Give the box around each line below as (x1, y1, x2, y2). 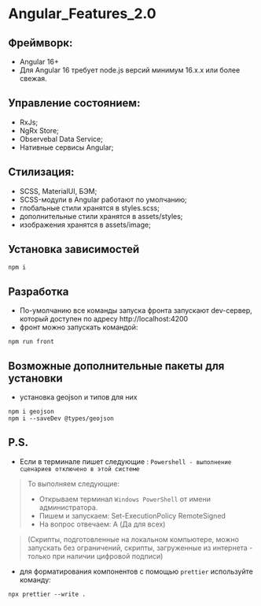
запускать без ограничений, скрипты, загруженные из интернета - (27, 543, 253, 552)
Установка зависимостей (8, 243, 140, 256)
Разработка (8, 284, 69, 298)
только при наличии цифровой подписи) (27, 551, 164, 560)
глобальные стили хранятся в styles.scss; (19, 203, 160, 213)
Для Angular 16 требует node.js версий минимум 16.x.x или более (19, 65, 241, 75)
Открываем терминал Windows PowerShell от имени (39, 494, 211, 504)
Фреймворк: (8, 36, 73, 50)
